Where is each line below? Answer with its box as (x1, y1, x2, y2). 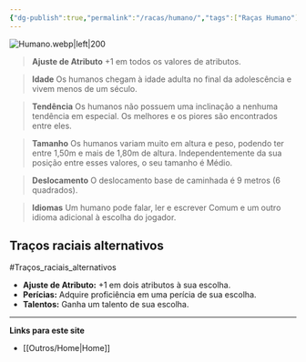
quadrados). (31, 184, 78, 196)
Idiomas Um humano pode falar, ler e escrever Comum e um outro (31, 202, 281, 213)
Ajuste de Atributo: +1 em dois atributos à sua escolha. (22, 279, 231, 291)
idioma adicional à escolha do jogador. (31, 211, 177, 223)
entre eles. (31, 120, 73, 131)
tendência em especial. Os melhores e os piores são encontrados (31, 110, 278, 121)
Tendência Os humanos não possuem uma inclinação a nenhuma (31, 101, 279, 112)
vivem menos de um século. (31, 83, 138, 94)
